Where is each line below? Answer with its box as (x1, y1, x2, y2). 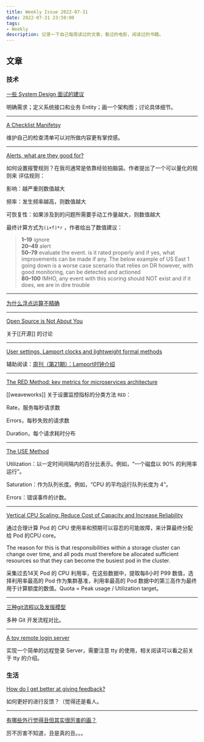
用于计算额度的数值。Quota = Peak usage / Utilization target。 (6, 584, 162, 592)
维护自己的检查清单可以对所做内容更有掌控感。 (6, 133, 123, 141)
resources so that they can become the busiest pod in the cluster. (6, 557, 171, 564)
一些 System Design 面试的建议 (6, 90, 84, 97)
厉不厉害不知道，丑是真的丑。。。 (6, 729, 86, 737)
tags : (6, 20, 20, 26)
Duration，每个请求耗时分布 (6, 429, 76, 437)
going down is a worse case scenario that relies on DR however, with (21, 261, 194, 269)
